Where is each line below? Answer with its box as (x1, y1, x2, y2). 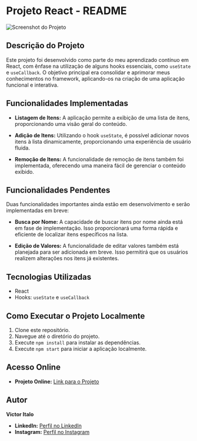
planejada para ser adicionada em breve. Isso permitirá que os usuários (14, 248, 188, 256)
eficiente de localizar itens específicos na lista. (14, 231, 128, 238)
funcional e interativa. (6, 81, 59, 88)
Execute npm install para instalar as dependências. (14, 339, 141, 346)
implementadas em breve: (6, 207, 69, 214)
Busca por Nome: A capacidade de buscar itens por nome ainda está (14, 218, 183, 226)
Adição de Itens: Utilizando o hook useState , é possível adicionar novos (14, 131, 189, 139)
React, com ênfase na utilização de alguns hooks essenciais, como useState (6, 62, 191, 69)
